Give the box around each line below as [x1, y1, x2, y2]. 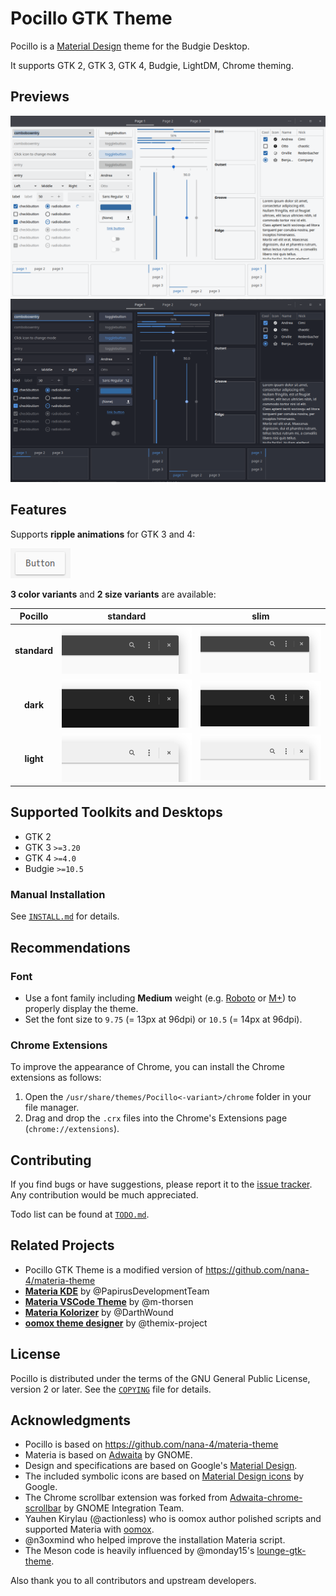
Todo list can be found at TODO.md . [10, 1208, 150, 1220]
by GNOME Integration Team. [63, 1502, 185, 1514]
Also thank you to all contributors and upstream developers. [10, 1575, 257, 1587]
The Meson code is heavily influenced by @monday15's [24, 1545, 255, 1557]
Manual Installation [10, 887, 106, 901]
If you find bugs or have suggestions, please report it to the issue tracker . [10, 1178, 313, 1190]
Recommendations [10, 939, 131, 956]
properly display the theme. [24, 1002, 139, 1014]
